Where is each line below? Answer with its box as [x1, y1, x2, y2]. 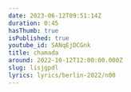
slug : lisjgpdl [8, 64, 59, 72]
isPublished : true [8, 34, 69, 42]
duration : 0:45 [8, 19, 59, 27]
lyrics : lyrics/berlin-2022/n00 [8, 71, 116, 79]
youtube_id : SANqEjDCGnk [8, 42, 91, 50]
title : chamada [8, 49, 59, 57]
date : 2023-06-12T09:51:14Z [8, 11, 102, 20]
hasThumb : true [8, 26, 59, 34]
